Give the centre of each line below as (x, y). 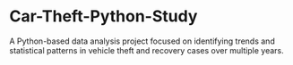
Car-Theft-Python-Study (103, 16)
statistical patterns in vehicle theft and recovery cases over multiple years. (146, 50)
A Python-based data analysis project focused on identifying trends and (142, 41)
